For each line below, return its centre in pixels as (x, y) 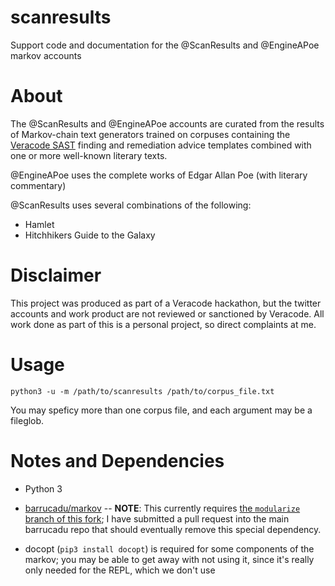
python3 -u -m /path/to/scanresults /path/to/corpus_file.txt (142, 391)
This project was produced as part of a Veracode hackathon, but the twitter (166, 303)
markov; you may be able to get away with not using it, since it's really (169, 559)
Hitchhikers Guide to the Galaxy (90, 235)
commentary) (38, 185)
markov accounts (46, 55)
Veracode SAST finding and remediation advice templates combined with (161, 145)
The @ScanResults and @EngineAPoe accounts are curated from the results (167, 123)
